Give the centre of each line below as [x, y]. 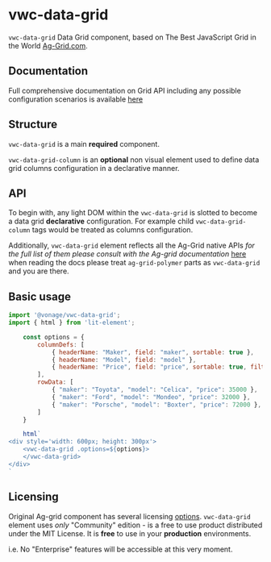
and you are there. [39, 271]
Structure [33, 125]
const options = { [54, 337]
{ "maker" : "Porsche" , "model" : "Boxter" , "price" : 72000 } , [156, 405]
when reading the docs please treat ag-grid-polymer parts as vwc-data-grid [134, 263]
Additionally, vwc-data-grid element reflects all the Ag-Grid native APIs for [132, 246]
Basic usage [40, 296]
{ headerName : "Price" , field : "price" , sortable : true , [149, 367]
